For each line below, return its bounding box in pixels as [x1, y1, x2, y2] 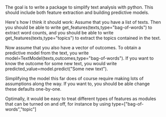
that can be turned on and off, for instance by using [5, 101, 111, 107]
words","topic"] [5, 107, 36, 112]
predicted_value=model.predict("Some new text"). [5, 66, 108, 72]
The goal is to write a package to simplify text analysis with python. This [5, 4, 154, 10]
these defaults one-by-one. [5, 86, 61, 92]
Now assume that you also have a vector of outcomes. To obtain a [5, 45, 141, 50]
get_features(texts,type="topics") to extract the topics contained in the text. [5, 35, 161, 41]
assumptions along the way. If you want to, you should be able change [5, 81, 150, 87]
